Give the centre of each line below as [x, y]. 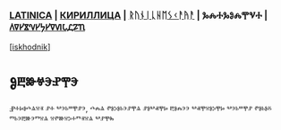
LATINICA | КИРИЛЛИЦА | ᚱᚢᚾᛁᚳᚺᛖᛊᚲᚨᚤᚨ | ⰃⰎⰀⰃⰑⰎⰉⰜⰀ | [139, 15]
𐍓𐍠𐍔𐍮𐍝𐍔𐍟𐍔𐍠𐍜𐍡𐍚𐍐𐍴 [47, 27]
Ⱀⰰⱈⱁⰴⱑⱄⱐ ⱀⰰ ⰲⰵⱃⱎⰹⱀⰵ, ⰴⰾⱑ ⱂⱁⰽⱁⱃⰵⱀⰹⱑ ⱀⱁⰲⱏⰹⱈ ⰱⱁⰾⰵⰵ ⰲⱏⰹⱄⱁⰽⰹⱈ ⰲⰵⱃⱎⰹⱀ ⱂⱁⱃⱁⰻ [140, 108]
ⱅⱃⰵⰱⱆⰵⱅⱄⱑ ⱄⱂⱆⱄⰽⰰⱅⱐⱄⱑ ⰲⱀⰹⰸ [62, 119]
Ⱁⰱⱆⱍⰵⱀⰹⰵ [44, 83]
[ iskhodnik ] [30, 47]
